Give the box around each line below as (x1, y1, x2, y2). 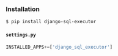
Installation (6, 5, 40, 13)
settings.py (6, 32, 36, 38)
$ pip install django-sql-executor (6, 19, 97, 25)
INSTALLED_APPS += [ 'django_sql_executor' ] (6, 44, 113, 51)
